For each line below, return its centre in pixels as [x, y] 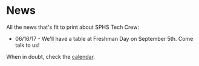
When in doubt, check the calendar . [51, 56]
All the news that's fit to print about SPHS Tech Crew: [73, 27]
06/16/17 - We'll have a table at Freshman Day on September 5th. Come [104, 38]
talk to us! [27, 45]
